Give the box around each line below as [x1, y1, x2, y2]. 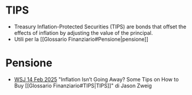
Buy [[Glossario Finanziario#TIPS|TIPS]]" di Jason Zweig [14, 82, 153, 89]
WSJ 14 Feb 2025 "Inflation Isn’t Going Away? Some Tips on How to [14, 76, 179, 83]
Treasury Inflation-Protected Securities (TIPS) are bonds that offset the [14, 23, 187, 30]
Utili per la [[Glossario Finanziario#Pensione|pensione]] [14, 35, 148, 42]
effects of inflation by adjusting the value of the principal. [14, 29, 153, 36]
